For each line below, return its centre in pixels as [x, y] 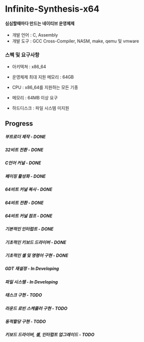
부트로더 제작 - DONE [25, 136]
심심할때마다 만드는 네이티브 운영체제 [40, 23]
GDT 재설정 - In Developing [32, 268]
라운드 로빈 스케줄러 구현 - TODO [36, 308]
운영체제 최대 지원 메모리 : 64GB [43, 77]
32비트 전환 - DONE [24, 150]
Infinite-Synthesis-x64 [52, 9]
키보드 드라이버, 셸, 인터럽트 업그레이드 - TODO [50, 335]
